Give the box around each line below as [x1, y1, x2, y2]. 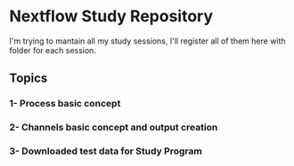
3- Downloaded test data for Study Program [9, 145, 202, 157]
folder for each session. [9, 44, 96, 55]
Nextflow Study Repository [9, 6, 214, 27]
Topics [9, 71, 48, 86]
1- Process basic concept [9, 98, 121, 110]
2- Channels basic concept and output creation [9, 122, 218, 134]
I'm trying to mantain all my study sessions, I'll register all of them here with [9, 36, 287, 46]
